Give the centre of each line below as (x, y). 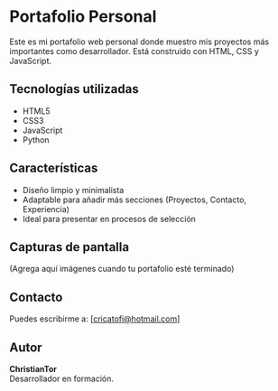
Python (36, 140)
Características (54, 168)
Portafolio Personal (83, 17)
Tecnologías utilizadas (74, 89)
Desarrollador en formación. (62, 378)
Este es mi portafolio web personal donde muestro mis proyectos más (139, 42)
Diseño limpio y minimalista (73, 190)
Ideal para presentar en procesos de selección (109, 219)
